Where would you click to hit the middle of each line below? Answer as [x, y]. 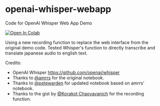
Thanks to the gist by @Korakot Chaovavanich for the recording [78, 93]
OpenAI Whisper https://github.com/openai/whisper [66, 72]
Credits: [13, 62]
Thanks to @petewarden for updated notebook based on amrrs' [78, 83]
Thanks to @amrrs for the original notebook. [58, 77]
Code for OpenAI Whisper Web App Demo [49, 23]
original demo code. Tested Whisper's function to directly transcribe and [80, 47]
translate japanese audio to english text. [46, 53]
